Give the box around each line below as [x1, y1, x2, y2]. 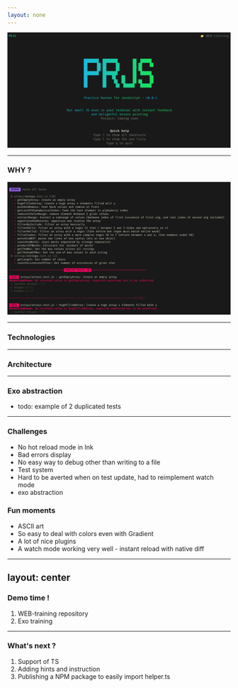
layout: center [7, 572, 71, 584]
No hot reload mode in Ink [17, 442, 94, 451]
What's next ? [7, 641, 57, 651]
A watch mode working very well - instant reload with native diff [17, 544, 205, 553]
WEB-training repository [17, 609, 89, 618]
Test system [17, 465, 54, 474]
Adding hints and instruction [17, 665, 101, 673]
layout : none [7, 11, 46, 18]
